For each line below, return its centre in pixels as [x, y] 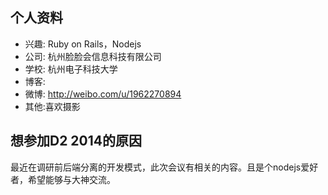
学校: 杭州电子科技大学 [71, 69]
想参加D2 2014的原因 [76, 141]
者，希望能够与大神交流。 [63, 179]
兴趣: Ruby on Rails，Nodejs [83, 44]
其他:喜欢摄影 [52, 106]
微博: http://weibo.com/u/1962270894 [103, 94]
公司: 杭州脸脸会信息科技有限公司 [93, 56]
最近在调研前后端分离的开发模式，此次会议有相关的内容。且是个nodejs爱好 [164, 167]
